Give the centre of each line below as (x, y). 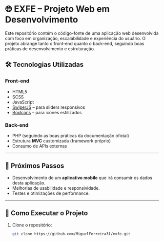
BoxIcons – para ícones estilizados (47, 112)
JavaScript (23, 102)
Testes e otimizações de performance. (51, 193)
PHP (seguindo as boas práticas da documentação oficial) (71, 136)
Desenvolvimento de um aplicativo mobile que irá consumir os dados (82, 178)
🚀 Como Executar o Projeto (47, 213)
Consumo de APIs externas (40, 146)
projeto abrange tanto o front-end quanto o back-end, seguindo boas (75, 43)
